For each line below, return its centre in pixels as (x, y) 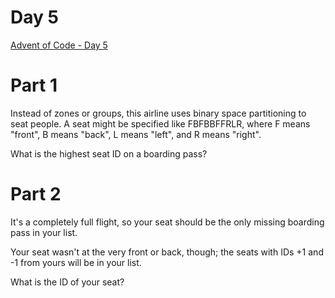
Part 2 (36, 194)
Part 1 (34, 85)
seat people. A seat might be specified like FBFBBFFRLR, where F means (160, 123)
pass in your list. (44, 232)
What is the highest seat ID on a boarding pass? (109, 153)
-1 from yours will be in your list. (76, 262)
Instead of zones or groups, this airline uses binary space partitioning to (158, 113)
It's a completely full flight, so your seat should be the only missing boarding (167, 222)
